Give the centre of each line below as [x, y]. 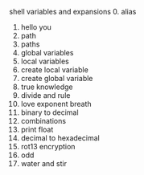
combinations [43, 121]
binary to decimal [49, 112]
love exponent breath [56, 104]
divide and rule [45, 95]
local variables [45, 61]
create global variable [57, 78]
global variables [47, 53]
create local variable [55, 70]
